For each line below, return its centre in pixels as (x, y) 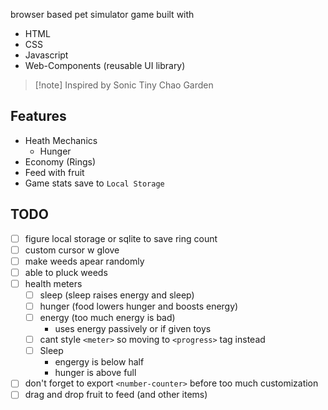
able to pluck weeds (66, 272)
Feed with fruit (54, 172)
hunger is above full (95, 373)
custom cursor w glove (72, 250)
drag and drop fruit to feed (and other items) (116, 395)
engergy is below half (99, 362)
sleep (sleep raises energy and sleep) (117, 295)
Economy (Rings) (60, 161)
